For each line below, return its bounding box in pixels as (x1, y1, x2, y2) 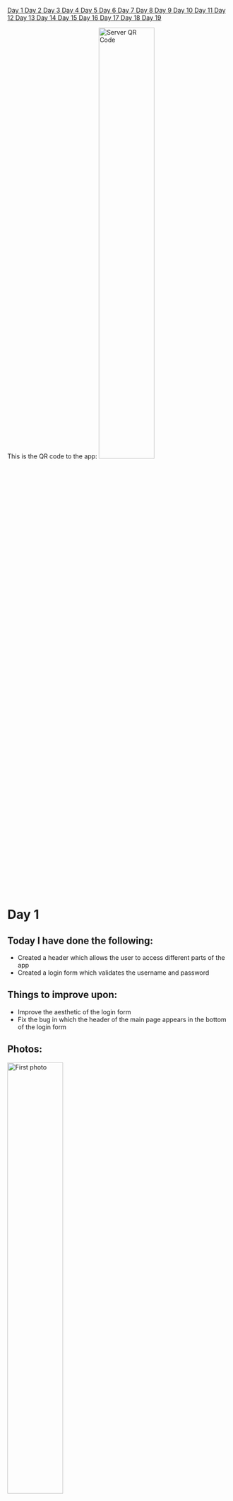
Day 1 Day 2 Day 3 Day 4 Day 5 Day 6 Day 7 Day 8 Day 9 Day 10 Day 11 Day (7, 6, 226, 14)
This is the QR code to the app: (7, 452, 97, 460)
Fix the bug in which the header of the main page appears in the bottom (17, 1015, 227, 1024)
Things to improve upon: (7, 989, 118, 1001)
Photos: (7, 1043, 42, 1055)
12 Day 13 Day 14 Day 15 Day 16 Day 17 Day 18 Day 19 (7, 13, 162, 22)
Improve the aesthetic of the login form (17, 1007, 131, 1016)
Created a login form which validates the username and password (17, 968, 210, 977)
